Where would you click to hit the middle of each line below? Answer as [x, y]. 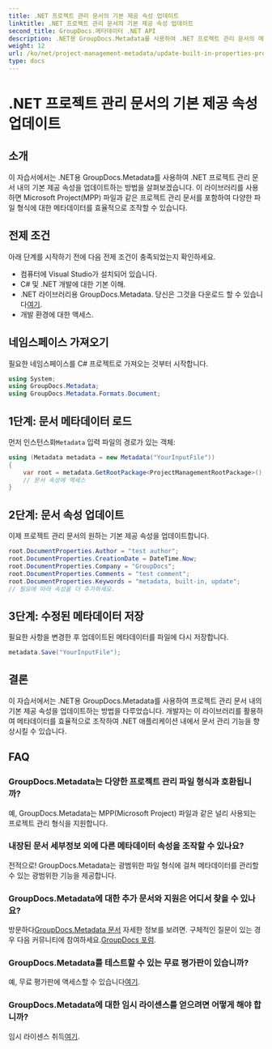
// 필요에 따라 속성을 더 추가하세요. [62, 589]
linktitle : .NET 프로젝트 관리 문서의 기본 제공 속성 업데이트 [101, 23]
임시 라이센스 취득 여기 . [44, 1036]
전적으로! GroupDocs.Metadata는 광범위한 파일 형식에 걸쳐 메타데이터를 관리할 [134, 865]
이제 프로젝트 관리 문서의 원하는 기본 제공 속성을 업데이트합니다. [109, 536]
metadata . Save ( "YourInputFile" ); [65, 653]
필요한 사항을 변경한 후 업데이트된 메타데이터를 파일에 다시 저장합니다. [119, 638]
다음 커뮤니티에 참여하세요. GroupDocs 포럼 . [86, 940]
